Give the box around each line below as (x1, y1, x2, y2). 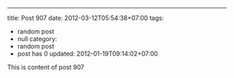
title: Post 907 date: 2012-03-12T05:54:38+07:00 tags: (7, 14, 164, 22)
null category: (17, 35, 58, 42)
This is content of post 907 (7, 63, 85, 71)
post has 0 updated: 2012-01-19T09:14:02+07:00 (17, 49, 158, 58)
